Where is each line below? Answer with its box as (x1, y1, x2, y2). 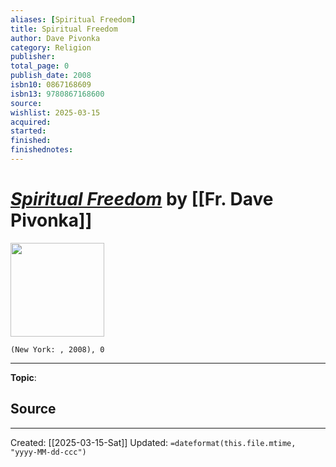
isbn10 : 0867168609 (10, 80, 92, 90)
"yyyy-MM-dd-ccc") (10, 447, 87, 457)
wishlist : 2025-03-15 (10, 107, 101, 118)
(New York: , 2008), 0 (10, 344, 105, 355)
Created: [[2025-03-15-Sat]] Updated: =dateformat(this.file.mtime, (10, 436, 297, 448)
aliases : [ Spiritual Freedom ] (10, 14, 137, 25)
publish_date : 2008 (10, 71, 92, 81)
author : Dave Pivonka (10, 33, 101, 43)
